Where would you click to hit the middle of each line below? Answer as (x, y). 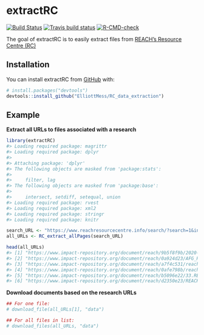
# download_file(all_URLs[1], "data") (55, 310)
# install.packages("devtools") (47, 90)
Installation (28, 65)
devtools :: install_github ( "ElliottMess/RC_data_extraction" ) (85, 96)
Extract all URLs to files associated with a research (71, 130)
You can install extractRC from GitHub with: (60, 79)
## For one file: (28, 304)
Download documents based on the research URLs (71, 293)
